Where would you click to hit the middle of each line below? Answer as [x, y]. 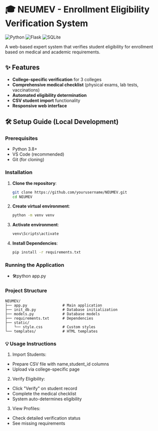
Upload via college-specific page [46, 369]
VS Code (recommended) [38, 154]
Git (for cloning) [28, 160]
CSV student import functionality [46, 100]
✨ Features [22, 67]
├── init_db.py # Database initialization [62, 309]
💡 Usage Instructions [31, 344]
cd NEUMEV [22, 197]
